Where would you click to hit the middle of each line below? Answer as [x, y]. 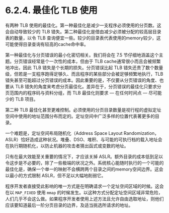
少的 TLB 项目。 [22, 99]
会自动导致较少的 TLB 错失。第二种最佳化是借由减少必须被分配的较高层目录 [83, 31]
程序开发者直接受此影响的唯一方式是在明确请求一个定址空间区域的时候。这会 [84, 186]
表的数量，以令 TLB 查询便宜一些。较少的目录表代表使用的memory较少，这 [83, 38]
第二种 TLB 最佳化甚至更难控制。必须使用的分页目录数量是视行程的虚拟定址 [83, 110]
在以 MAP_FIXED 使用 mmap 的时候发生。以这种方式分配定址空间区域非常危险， [84, 192]
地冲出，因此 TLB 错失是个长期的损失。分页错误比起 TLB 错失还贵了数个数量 [84, 67]
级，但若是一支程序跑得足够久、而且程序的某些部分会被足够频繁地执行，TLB [84, 74]
